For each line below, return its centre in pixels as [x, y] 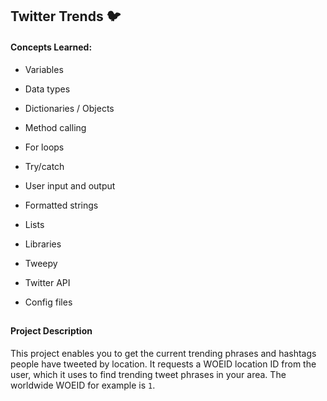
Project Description [51, 330]
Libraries [43, 244]
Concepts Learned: [51, 47]
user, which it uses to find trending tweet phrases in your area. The [148, 374]
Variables [44, 69]
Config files [48, 302]
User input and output [70, 185]
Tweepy [41, 263]
